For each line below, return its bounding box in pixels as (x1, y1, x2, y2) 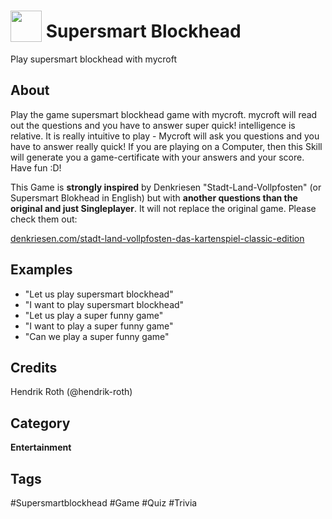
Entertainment (10, 441, 72, 454)
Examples (10, 261, 73, 279)
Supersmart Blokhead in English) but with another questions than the (10, 191, 298, 204)
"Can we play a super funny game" (24, 330, 170, 342)
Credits (10, 359, 58, 376)
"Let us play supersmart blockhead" (24, 288, 174, 300)
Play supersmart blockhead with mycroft (10, 53, 177, 65)
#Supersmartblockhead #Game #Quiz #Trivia (10, 497, 198, 509)
